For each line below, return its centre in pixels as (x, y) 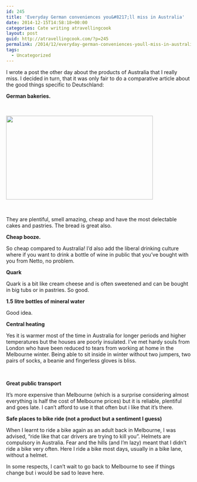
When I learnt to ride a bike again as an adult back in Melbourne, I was (91, 430)
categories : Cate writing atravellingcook (59, 28)
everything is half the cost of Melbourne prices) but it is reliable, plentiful (94, 401)
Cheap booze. (23, 237)
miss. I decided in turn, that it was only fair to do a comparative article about (98, 78)
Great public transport (34, 383)
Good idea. (19, 313)
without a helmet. (27, 455)
